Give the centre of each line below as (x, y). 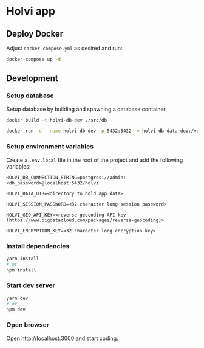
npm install (21, 270)
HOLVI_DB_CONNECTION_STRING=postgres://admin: (66, 178)
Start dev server (31, 285)
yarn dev (17, 298)
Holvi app (31, 11)
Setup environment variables (50, 147)
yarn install (23, 259)
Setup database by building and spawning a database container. (87, 109)
